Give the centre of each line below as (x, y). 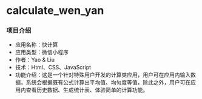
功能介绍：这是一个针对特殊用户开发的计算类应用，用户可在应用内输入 (103, 75)
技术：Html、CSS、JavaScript (53, 68)
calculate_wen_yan (55, 11)
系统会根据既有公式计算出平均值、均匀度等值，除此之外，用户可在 (108, 83)
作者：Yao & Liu (35, 60)
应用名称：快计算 (36, 45)
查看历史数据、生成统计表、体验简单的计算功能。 (87, 90)
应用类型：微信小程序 (42, 53)
